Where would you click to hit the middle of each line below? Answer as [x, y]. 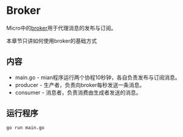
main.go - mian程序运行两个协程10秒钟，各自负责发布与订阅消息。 [98, 77]
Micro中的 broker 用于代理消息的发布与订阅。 [62, 28]
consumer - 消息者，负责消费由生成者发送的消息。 [78, 92]
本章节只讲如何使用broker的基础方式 [52, 40]
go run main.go [25, 127]
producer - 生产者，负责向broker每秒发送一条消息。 [80, 84]
